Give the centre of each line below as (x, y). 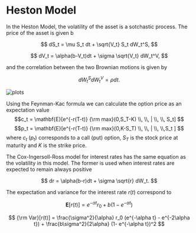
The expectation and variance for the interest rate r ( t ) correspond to (89, 192)
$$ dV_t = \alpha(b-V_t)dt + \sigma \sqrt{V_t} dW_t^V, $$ (99, 55)
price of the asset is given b (40, 32)
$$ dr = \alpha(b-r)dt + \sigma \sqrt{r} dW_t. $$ (99, 181)
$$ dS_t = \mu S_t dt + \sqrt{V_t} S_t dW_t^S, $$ (99, 44)
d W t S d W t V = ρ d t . (99, 80)
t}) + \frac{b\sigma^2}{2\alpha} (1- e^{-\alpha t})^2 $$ (99, 224)
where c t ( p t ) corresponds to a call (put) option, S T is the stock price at (92, 138)
